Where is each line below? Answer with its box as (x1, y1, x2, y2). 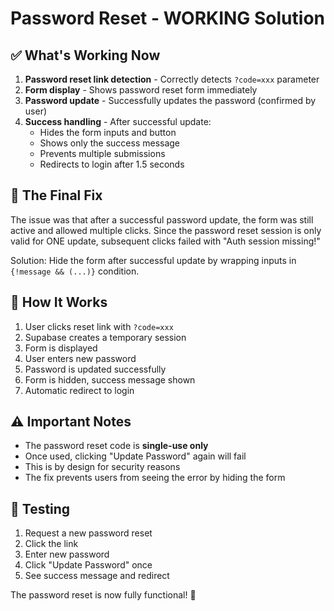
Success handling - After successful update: (24, 116, 212, 127)
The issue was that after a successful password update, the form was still (10, 213, 314, 226)
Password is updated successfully (24, 363, 167, 375)
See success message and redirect (24, 570, 170, 582)
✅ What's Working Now (10, 47, 161, 64)
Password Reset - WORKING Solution (10, 7, 325, 30)
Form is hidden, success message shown (24, 373, 196, 386)
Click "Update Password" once (24, 559, 153, 571)
